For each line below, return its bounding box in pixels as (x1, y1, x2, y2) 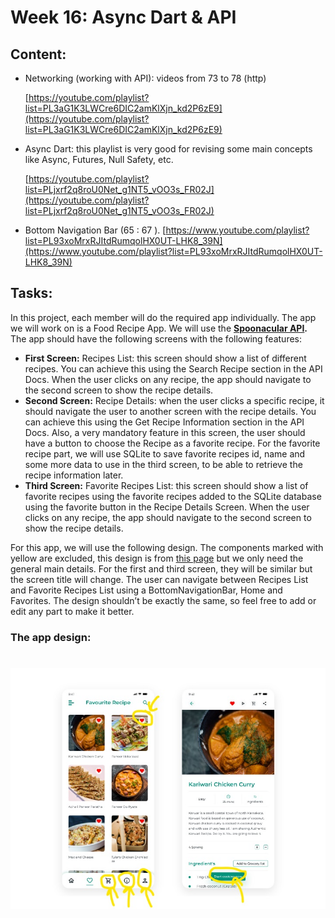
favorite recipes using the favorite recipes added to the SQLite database (24, 490, 322, 502)
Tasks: (10, 285, 53, 302)
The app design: (10, 630, 92, 644)
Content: (10, 46, 67, 63)
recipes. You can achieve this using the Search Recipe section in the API (24, 362, 323, 375)
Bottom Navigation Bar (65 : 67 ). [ (24, 224, 167, 236)
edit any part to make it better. (10, 605, 135, 617)
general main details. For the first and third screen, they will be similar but (10, 562, 313, 575)
